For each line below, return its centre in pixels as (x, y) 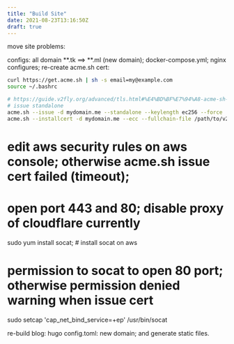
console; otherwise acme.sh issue (109, 162)
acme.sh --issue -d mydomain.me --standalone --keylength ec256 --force (115, 112)
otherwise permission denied (94, 285)
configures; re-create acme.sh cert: (58, 68)
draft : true (24, 27)
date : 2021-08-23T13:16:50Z (48, 20)
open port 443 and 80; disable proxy (116, 208)
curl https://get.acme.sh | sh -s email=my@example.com (90, 80)
